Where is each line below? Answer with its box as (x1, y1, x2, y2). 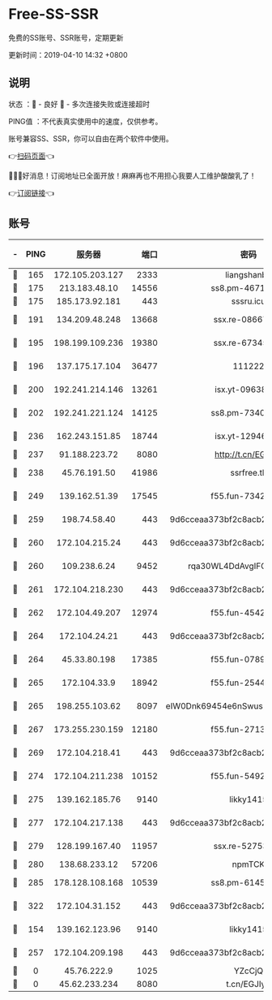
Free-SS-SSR (8, 5, 99, 24)
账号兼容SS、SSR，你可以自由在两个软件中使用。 (8, 133, 173, 143)
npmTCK (232, 858, 266, 869)
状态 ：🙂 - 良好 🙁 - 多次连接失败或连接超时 (8, 99, 150, 109)
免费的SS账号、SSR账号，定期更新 (8, 32, 124, 42)
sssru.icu (231, 295, 266, 307)
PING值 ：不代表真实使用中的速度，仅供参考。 (8, 116, 163, 126)
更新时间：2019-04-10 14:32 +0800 (8, 50, 128, 59)
